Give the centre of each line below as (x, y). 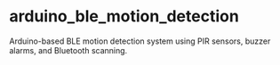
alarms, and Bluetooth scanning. (68, 50)
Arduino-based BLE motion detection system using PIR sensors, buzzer (140, 41)
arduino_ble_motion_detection (124, 16)
